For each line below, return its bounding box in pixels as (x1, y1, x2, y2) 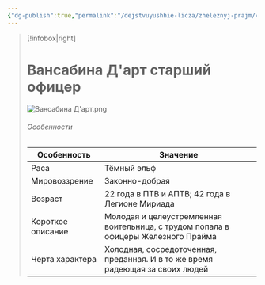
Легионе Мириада (104, 198, 175, 209)
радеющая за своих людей (104, 263, 209, 274)
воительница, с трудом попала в (104, 221, 230, 232)
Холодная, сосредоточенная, (104, 243, 218, 254)
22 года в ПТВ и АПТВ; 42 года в (104, 188, 231, 199)
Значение (159, 149, 199, 160)
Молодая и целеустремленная (104, 211, 222, 222)
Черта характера (30, 253, 97, 264)
